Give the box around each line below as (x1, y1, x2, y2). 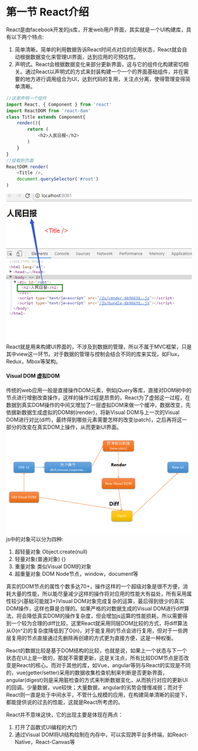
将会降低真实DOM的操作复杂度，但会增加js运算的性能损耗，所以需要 (16, 612, 183, 619)
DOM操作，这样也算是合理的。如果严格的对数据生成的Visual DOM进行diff (6, 605, 184, 612)
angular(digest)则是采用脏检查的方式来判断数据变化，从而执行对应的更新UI (6, 676, 188, 683)
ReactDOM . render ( (6, 163, 49, 170)
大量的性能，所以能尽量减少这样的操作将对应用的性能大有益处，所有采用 (11, 590, 187, 597)
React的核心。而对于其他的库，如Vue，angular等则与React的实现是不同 (16, 661, 191, 668)
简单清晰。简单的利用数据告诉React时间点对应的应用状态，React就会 (14, 45, 182, 53)
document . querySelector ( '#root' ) (16, 176, 99, 182)
